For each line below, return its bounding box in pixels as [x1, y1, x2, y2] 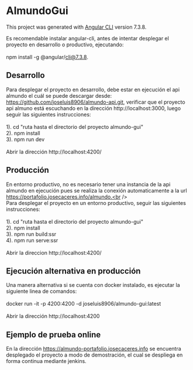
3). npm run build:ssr [6, 230, 57, 238]
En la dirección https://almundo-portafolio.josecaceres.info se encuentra [6, 345, 181, 352]
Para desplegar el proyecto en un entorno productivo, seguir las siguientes [6, 199, 186, 206]
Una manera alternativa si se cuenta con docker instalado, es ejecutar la [6, 282, 180, 289]
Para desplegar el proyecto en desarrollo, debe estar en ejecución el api [6, 86, 180, 93]
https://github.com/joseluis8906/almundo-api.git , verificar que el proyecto [6, 98, 185, 105]
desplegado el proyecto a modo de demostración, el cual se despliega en [6, 351, 183, 358]
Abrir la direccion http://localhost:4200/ [6, 249, 102, 256]
